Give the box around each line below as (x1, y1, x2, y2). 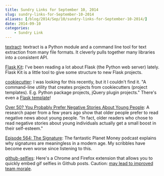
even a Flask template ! (5, 95, 51, 101)
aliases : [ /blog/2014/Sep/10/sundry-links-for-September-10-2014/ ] (5, 16, 148, 21)
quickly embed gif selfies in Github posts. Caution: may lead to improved (5, 161, 154, 166)
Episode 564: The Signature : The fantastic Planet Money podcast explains (5, 135, 157, 141)
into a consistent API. (5, 55, 49, 60)
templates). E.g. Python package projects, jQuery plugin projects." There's (5, 90, 157, 95)
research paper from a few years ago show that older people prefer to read (5, 110, 159, 116)
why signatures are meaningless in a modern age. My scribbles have (5, 140, 145, 146)
